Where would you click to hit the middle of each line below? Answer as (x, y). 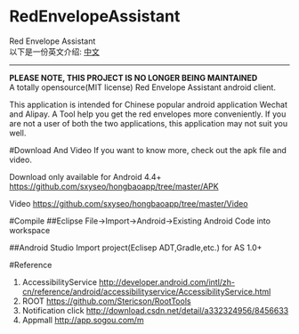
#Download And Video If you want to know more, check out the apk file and (148, 150)
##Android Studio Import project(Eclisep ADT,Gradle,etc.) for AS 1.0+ (136, 248)
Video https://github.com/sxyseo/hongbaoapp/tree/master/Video (129, 203)
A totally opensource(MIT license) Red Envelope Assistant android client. (142, 87)
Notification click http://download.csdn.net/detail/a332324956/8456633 (155, 310)
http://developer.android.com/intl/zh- (167, 281)
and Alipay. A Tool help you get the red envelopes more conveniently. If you (148, 114)
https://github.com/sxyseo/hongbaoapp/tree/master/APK (114, 186)
